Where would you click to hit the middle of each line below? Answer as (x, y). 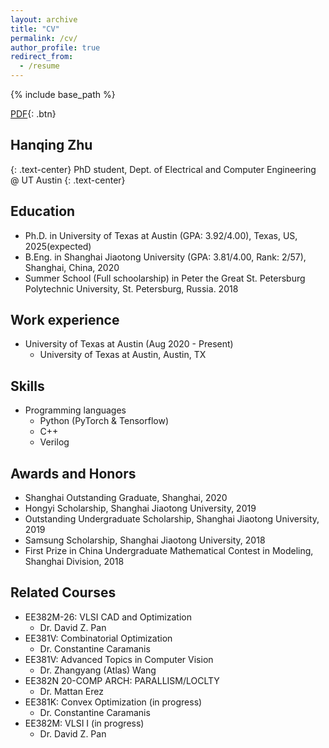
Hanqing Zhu (51, 145)
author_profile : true (55, 47)
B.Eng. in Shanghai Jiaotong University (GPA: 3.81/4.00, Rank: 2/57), (165, 257)
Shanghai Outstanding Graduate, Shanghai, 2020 (126, 498)
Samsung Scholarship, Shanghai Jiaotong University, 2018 (145, 540)
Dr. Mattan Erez (72, 691)
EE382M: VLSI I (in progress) (84, 723)
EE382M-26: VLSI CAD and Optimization (108, 617)
